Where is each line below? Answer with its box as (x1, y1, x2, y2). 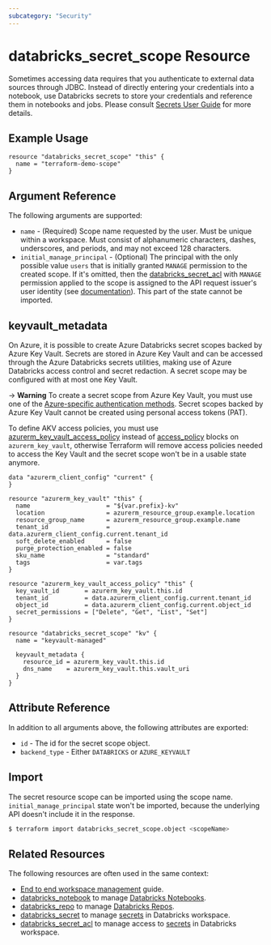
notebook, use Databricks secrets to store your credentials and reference (8, 91, 253, 100)
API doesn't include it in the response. (8, 809, 135, 819)
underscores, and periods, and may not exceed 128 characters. (19, 244, 232, 254)
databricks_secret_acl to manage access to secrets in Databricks (19, 919, 237, 929)
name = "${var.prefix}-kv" (15, 502, 180, 510)
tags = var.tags (15, 558, 143, 567)
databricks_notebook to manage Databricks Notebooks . (19, 893, 206, 903)
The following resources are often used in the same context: (8, 869, 209, 879)
